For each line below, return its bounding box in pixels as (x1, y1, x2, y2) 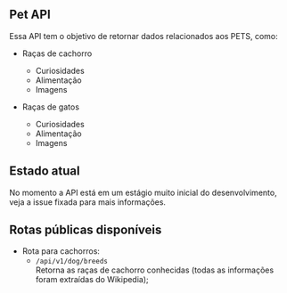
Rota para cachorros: (21, 246, 101, 256)
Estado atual (9, 164, 80, 179)
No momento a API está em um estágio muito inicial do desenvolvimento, (9, 187, 278, 198)
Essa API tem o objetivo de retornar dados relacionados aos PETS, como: (9, 30, 278, 41)
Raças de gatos (21, 102, 80, 112)
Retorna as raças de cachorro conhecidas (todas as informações (35, 265, 275, 275)
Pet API (9, 7, 51, 22)
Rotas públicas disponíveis (9, 223, 162, 238)
